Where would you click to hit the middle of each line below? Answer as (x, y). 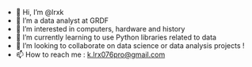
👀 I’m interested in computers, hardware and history (100, 29)
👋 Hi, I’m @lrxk (40, 12)
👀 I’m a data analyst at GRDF (62, 20)
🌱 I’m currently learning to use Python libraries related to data (116, 37)
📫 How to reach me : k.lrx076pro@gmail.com (90, 54)
